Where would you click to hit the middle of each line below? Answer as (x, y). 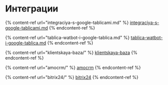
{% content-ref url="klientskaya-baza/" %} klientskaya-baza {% (71, 52)
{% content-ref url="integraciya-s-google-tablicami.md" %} (67, 22)
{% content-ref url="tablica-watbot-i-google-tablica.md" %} (67, 37)
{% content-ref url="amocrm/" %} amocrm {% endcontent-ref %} (73, 67)
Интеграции (32, 9)
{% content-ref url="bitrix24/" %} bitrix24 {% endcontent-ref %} (72, 77)
